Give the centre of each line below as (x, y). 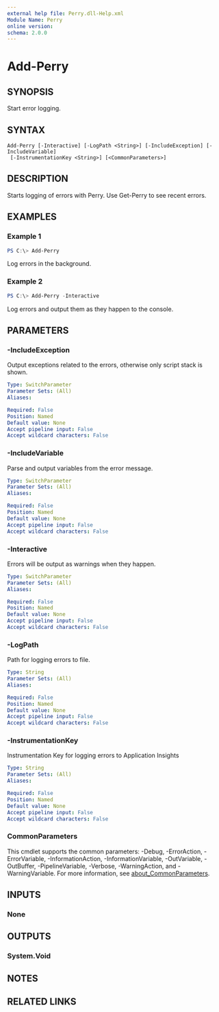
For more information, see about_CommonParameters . (133, 873)
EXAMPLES (32, 217)
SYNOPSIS (30, 92)
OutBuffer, (22, 866)
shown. (17, 372)
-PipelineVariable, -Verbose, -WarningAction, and (107, 866)
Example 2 (25, 281)
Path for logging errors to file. (49, 660)
